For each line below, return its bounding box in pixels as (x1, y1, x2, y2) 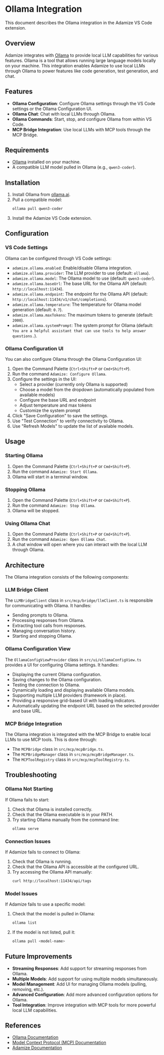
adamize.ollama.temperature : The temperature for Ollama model (12, 301, 141, 307)
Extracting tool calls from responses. (12, 623, 87, 629)
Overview (5, 39, 36, 48)
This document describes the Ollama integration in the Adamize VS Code (5, 20, 153, 26)
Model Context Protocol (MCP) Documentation (12, 1040, 107, 1046)
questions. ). (12, 333, 38, 339)
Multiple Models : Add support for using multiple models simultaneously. (12, 976, 159, 982)
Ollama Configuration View (5, 645, 71, 652)
